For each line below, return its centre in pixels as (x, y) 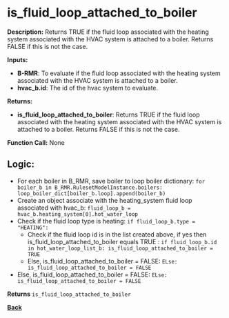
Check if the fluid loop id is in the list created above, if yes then (117, 234)
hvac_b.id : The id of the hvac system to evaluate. (88, 88)
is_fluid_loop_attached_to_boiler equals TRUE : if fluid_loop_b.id (122, 241)
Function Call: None (36, 142)
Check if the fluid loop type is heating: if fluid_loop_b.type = (106, 221)
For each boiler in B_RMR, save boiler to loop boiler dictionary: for (111, 181)
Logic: (21, 165)
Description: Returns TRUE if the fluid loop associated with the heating (108, 32)
